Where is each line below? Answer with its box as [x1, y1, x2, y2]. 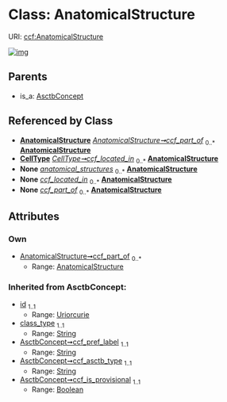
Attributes [8, 209, 60, 223]
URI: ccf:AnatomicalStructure [8, 32, 104, 41]
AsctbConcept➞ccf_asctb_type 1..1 [19, 355, 133, 367]
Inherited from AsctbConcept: [8, 281, 127, 293]
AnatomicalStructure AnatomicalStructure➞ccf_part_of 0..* [19, 135, 216, 147]
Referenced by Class [8, 114, 113, 128]
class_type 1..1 [19, 319, 65, 330]
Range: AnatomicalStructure [31, 262, 125, 271]
